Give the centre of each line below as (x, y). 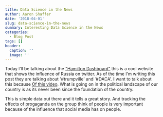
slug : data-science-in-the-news (38, 23)
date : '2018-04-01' (25, 19)
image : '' (19, 55)
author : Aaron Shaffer (28, 14)
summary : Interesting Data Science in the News (54, 28)
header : (13, 46)
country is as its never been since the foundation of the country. (69, 89)
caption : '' (22, 50)
